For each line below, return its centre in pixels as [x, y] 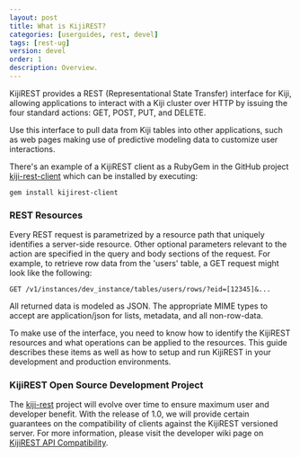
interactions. [32, 148]
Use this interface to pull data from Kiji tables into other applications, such [146, 130]
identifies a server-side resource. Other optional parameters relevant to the [148, 245]
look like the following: [51, 273]
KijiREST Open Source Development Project [106, 385]
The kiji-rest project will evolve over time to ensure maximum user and [139, 405]
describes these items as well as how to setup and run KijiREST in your [140, 353]
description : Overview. [54, 68]
